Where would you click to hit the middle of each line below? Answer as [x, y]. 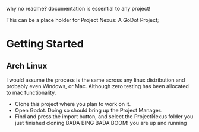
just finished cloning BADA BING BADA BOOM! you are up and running [101, 123]
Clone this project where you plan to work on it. [73, 104]
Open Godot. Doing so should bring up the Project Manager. [88, 110]
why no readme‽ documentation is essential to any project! [78, 9]
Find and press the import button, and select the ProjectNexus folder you [104, 117]
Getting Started [45, 44]
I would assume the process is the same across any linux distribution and [96, 80]
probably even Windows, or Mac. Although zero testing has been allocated [97, 86]
